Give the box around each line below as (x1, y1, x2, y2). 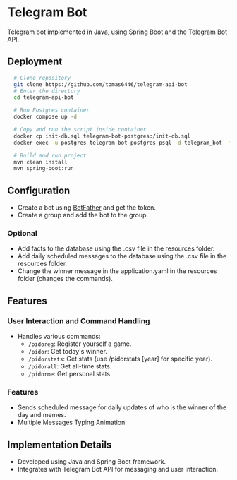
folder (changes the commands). (17, 275, 113, 283)
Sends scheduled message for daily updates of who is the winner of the (17, 403, 227, 412)
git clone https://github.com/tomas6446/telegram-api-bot (13, 80, 188, 88)
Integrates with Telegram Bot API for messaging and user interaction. (17, 465, 219, 474)
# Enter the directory (13, 88, 80, 95)
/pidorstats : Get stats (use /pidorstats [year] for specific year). (28, 354, 213, 364)
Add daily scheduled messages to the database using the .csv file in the (17, 252, 227, 260)
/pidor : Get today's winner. (28, 347, 108, 356)
